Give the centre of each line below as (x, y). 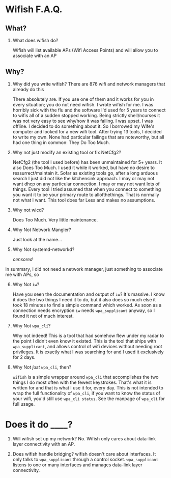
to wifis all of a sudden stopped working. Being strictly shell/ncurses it (86, 115)
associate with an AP (35, 55)
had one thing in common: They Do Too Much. (61, 142)
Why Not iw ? (26, 284)
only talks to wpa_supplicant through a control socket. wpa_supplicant (85, 459)
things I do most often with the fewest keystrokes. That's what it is (82, 382)
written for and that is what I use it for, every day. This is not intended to (88, 387)
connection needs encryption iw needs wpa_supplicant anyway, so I (84, 310)
